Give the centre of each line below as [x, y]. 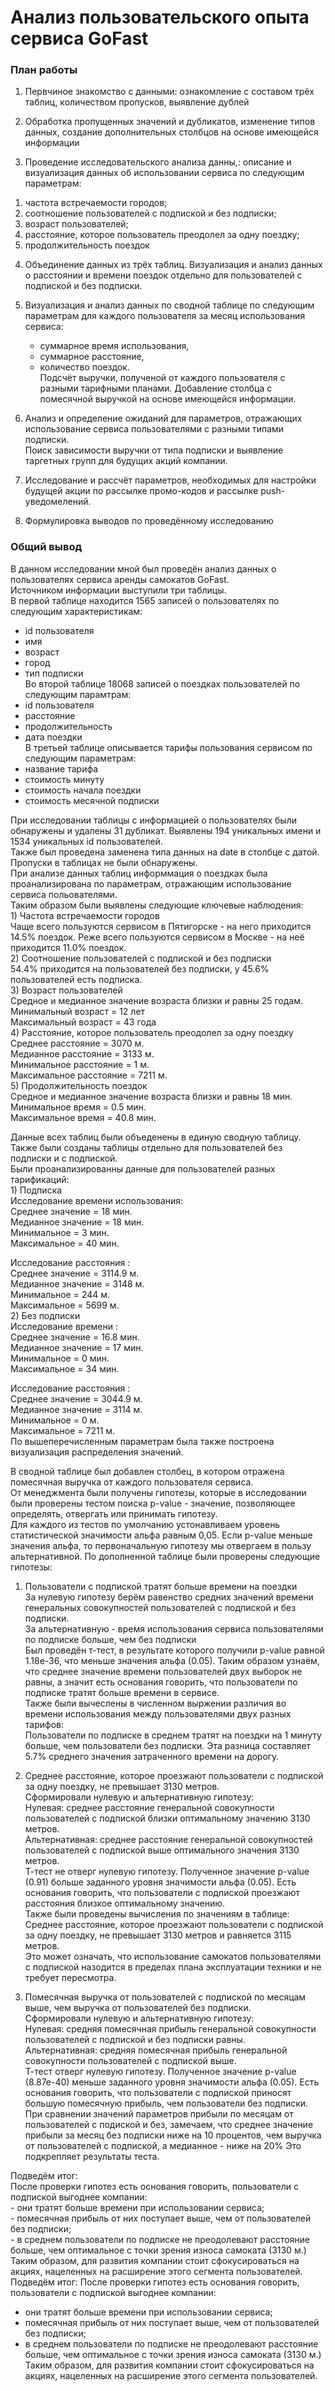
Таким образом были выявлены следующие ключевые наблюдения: [157, 905]
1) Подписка [36, 1190]
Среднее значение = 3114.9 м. [75, 1273]
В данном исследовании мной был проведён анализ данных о [143, 568]
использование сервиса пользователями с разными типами [154, 429]
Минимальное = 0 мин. [60, 1358]
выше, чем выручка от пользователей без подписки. [138, 2007]
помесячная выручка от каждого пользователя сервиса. [132, 1482]
